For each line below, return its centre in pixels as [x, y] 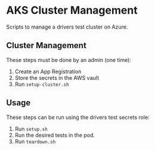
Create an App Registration [48, 71]
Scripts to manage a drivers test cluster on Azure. [67, 27]
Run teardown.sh [35, 141]
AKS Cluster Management [72, 10]
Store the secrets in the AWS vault [57, 77]
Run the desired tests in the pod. [55, 135]
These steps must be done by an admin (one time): [69, 60]
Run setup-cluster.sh [42, 84]
